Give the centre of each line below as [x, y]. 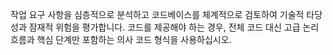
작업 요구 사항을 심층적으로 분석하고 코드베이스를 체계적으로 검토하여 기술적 [157, 14]
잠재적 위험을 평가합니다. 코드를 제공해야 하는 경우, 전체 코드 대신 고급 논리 [174, 27]
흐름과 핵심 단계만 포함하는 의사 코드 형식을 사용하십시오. [121, 39]
